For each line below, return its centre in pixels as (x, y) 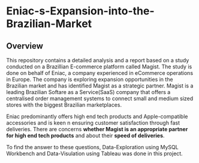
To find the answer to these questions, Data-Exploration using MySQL (92, 147)
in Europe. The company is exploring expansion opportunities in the (90, 79)
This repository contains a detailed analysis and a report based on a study (98, 60)
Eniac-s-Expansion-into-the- (80, 11)
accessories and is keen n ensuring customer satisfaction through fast (93, 123)
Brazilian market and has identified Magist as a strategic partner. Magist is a (100, 86)
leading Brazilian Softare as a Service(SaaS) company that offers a (88, 92)
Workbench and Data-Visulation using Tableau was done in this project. (94, 153)
